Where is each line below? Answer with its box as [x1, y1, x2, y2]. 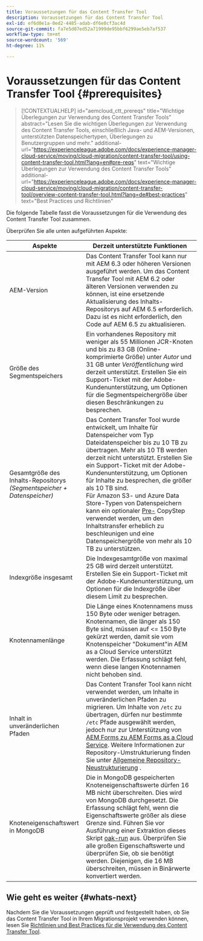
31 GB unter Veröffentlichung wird [85, 360, 183, 369]
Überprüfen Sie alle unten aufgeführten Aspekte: [6, 227, 128, 234]
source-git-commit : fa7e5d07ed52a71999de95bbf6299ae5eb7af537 [6, 25, 166, 32]
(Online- [136, 345, 161, 353]
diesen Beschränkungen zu [85, 398, 164, 406]
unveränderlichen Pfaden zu [85, 695, 166, 703]
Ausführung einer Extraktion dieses [85, 826, 186, 834]
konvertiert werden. [85, 871, 142, 880]
